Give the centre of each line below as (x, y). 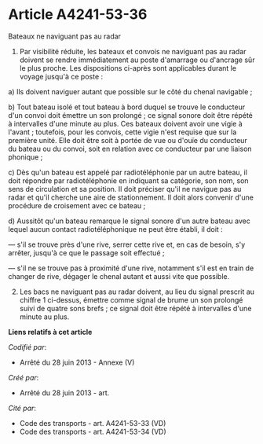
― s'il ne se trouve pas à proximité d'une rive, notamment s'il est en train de (131, 268)
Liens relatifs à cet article (50, 332)
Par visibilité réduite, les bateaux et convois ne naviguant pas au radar (133, 51)
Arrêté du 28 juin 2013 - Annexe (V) (77, 362)
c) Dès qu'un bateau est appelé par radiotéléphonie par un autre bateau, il (128, 172)
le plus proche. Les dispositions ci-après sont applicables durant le (128, 68)
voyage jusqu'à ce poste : (61, 76)
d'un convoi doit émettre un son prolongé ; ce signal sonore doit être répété (130, 115)
